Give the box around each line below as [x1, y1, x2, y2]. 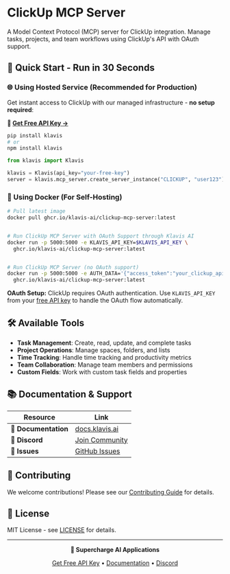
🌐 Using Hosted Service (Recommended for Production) [7, 82, 197, 92]
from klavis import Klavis [7, 157, 84, 164]
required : [7, 105, 34, 114]
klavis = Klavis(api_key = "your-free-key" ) [7, 170, 130, 176]
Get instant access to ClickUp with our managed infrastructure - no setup [7, 98, 215, 106]
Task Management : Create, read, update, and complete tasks [16, 338, 192, 347]
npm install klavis [7, 145, 63, 152]
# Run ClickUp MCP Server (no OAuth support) [7, 264, 139, 271]
